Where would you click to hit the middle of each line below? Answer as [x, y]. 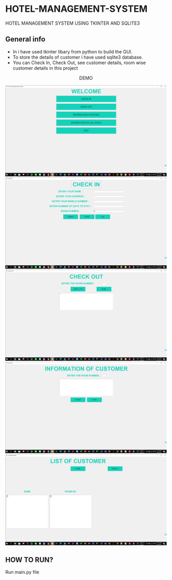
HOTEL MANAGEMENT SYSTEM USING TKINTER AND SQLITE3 [72, 23]
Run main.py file [22, 572]
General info [25, 39]
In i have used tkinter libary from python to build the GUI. [72, 51]
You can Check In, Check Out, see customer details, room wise [79, 63]
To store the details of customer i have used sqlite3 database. [78, 57]
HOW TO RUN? [29, 560]
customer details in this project [45, 68]
